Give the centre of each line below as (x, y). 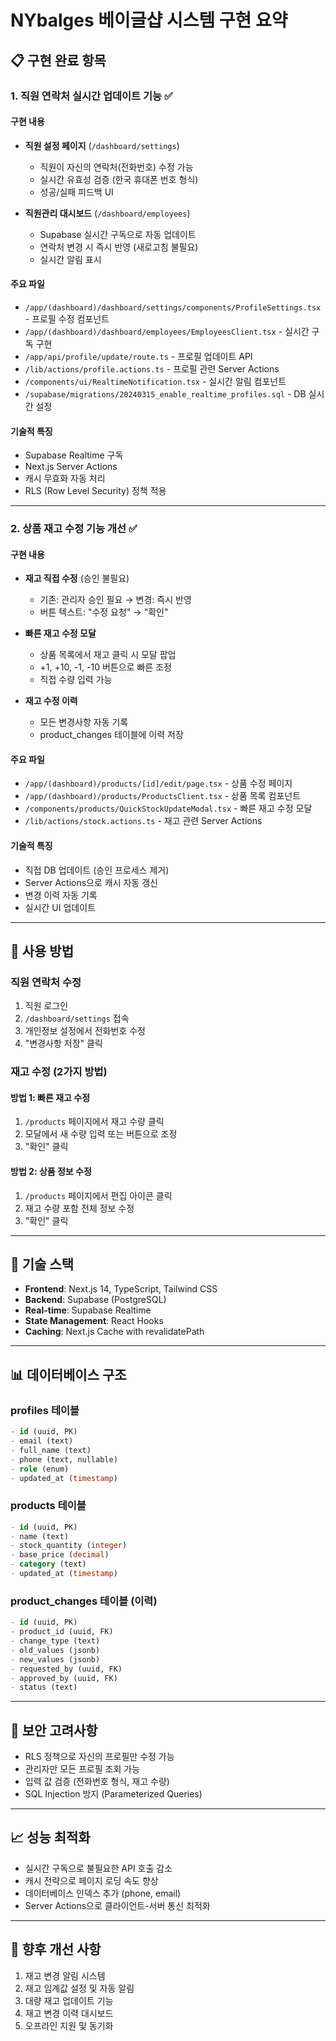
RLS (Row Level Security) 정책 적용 (95, 491)
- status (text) (44, 1687)
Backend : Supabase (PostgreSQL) (95, 1300)
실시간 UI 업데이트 (60, 907)
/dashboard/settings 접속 (77, 1018)
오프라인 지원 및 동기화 (69, 2025)
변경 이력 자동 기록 (61, 895)
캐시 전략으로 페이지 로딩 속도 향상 (91, 1880)
